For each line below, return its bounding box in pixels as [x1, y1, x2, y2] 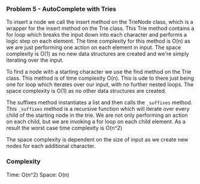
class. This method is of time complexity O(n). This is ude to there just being [6, 74, 195, 82]
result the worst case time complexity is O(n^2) [6, 125, 123, 132]
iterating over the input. [6, 56, 64, 64]
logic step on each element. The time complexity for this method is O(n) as [6, 38, 190, 45]
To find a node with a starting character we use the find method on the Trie [6, 68, 192, 76]
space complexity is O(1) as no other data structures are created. [6, 88, 166, 95]
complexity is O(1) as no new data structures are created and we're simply [6, 50, 189, 58]
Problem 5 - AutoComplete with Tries [6, 5, 117, 13]
